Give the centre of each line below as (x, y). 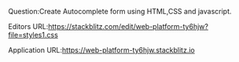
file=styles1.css (33, 35)
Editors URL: (28, 26)
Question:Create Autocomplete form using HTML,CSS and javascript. (120, 11)
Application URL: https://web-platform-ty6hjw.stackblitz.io (101, 50)
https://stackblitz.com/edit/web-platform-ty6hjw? (128, 26)
